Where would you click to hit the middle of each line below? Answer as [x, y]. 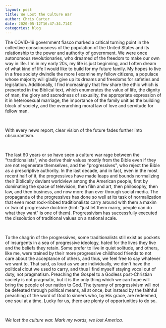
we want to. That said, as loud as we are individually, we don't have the [78, 264]
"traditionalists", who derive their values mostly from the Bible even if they [81, 160]
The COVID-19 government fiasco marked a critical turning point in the [77, 42]
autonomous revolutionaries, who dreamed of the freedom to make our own [83, 58]
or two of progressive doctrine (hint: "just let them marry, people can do [79, 208]
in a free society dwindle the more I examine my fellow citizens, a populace [82, 74]
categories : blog [23, 28]
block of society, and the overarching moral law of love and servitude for [79, 106]
